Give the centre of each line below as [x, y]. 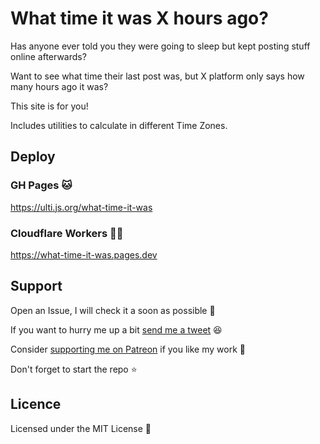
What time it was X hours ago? [139, 18]
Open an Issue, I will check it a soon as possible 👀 [113, 310]
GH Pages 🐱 [41, 185]
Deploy [33, 157]
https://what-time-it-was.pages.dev [84, 254]
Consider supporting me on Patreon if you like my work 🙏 [128, 349]
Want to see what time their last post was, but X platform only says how [157, 76]
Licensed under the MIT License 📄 [81, 428]
